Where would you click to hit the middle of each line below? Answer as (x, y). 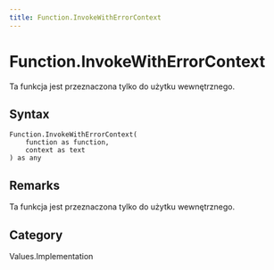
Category (36, 235)
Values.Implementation (51, 256)
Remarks (35, 185)
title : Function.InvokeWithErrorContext (86, 17)
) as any (25, 158)
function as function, (67, 143)
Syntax (29, 114)
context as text (56, 151)
